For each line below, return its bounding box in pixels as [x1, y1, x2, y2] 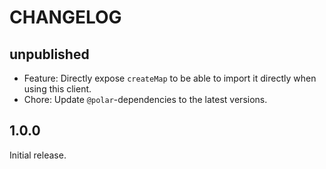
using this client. [23, 83, 92, 95]
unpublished [9, 46, 90, 63]
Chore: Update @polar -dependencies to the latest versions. [23, 94, 268, 105]
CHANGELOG [9, 6, 122, 29]
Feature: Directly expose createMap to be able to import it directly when [23, 72, 317, 84]
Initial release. [9, 149, 67, 161]
